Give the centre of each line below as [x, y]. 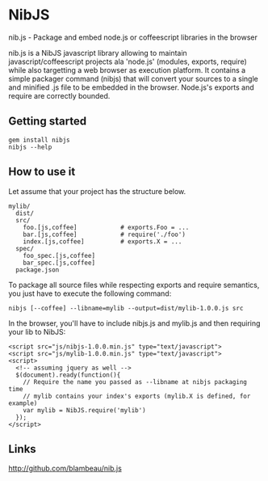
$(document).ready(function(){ [68, 375]
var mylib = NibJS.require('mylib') [85, 410]
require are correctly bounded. [59, 95]
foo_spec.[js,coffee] [59, 255]
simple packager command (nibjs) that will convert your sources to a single [133, 78]
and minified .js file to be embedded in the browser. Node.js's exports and [131, 87]
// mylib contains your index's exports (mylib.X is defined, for [137, 396]
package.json [38, 270]
